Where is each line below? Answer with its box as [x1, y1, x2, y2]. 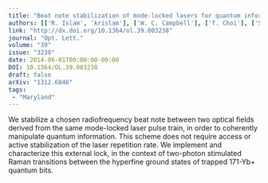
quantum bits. [8, 165, 53, 175]
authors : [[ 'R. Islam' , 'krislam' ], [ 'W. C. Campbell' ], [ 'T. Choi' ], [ [8, 19, 255, 27]
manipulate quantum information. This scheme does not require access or [8, 132, 251, 142]
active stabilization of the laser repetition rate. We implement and [8, 140, 222, 150]
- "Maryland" [11, 93, 56, 101]
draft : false [8, 71, 52, 79]
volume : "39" [8, 41, 52, 49]
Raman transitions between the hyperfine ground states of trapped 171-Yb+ [8, 157, 256, 167]
